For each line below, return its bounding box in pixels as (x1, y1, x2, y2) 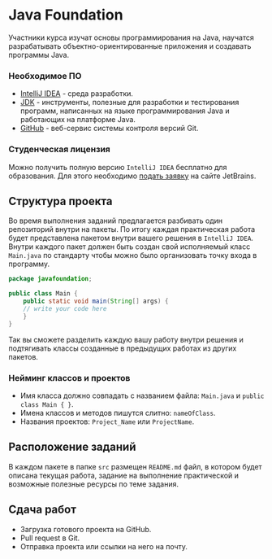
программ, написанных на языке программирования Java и (19, 106, 230, 116)
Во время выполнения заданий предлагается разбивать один (8, 216, 223, 225)
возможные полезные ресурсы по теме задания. (8, 478, 179, 489)
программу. (8, 259, 50, 269)
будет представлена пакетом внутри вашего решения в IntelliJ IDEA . (8, 234, 254, 243)
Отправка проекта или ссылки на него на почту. (19, 541, 188, 551)
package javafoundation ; (8, 275, 93, 283)
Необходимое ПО (8, 70, 82, 81)
